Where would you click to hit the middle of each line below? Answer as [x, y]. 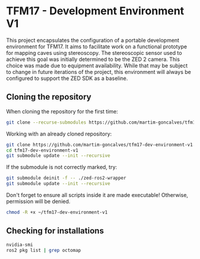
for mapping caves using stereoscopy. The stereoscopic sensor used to [94, 53]
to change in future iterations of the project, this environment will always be [99, 72]
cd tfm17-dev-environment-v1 [42, 150]
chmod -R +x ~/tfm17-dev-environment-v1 [57, 212]
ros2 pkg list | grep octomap [44, 250]
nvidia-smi [20, 245]
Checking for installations [55, 231]
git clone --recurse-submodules [46, 122]
